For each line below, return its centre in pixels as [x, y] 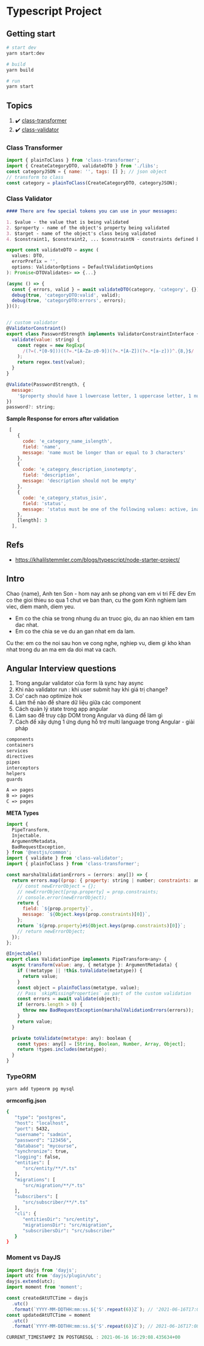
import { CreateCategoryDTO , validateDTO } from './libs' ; [83, 166]
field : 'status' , [44, 503]
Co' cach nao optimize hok [49, 696]
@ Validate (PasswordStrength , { [46, 385]
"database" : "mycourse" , [46, 1146]
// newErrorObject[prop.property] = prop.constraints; [88, 892]
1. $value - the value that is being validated [68, 222]
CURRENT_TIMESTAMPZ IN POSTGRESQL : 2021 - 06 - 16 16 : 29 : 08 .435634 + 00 [93, 1337]
